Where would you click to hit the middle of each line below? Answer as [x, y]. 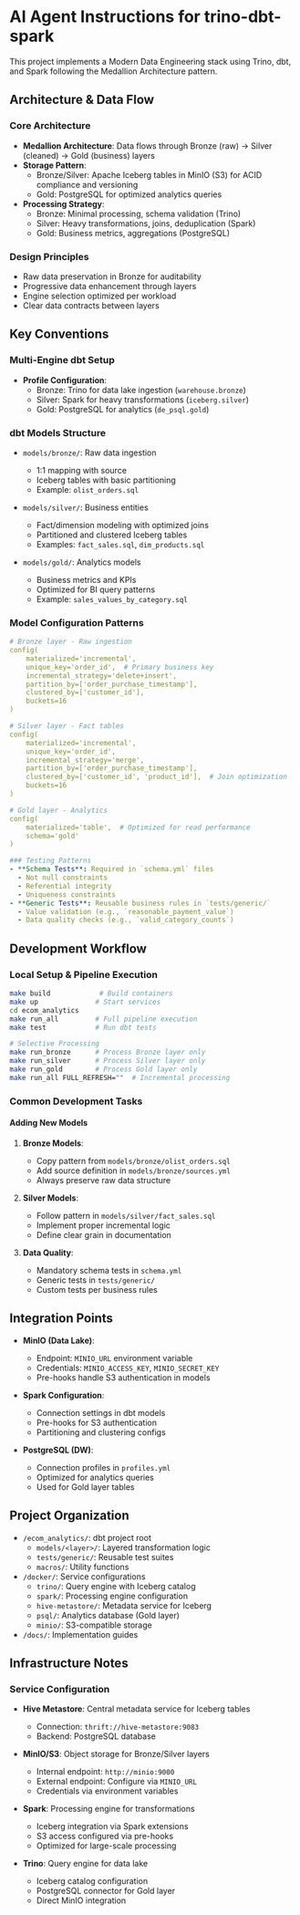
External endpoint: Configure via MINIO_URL [117, 1782]
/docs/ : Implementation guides [80, 1634]
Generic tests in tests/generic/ [95, 1280]
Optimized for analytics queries [95, 1477]
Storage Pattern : [54, 165]
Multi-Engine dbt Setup [62, 360]
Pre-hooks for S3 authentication [97, 1422]
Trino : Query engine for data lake [85, 1864]
